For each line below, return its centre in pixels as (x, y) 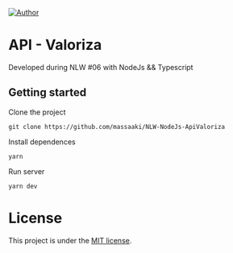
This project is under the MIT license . (70, 240)
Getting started (48, 93)
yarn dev (23, 186)
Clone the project (37, 112)
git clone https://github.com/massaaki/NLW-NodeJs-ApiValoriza (117, 126)
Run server (27, 171)
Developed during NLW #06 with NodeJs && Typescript (101, 67)
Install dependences (42, 142)
